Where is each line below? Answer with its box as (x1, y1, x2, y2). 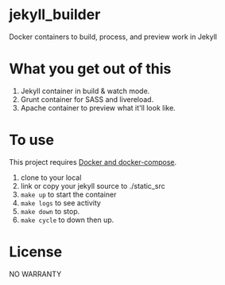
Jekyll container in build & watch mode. (20, 86, 150, 96)
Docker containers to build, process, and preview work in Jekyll (9, 32, 218, 41)
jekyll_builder (9, 6, 101, 24)
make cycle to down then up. (20, 215, 114, 224)
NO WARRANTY (9, 269, 62, 279)
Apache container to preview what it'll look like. (20, 103, 176, 112)
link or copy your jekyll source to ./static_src (20, 181, 165, 190)
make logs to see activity (20, 197, 102, 208)
